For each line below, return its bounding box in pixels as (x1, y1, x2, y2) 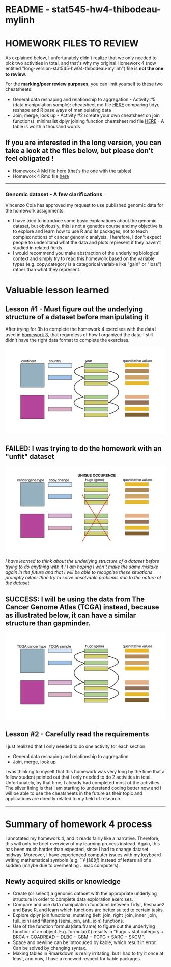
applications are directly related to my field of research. (5, 795, 122, 801)
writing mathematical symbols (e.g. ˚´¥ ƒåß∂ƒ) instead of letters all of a (5, 857, 152, 863)
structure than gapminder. (5, 619, 91, 627)
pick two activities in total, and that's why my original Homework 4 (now (5, 60, 156, 66)
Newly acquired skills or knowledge (5, 877, 121, 886)
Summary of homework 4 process (5, 818, 152, 830)
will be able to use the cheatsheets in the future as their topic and (5, 790, 142, 796)
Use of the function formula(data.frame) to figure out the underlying (12, 923, 155, 929)
